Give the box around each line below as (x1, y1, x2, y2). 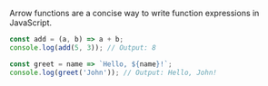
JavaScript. (9, 17, 53, 28)
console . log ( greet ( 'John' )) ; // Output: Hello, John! (9, 68, 218, 77)
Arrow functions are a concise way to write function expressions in (9, 8, 260, 18)
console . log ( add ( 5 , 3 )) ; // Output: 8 (9, 43, 156, 53)
